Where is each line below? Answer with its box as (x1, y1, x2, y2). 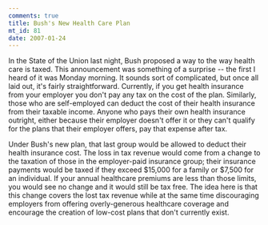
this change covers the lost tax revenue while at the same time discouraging (8, 191, 260, 200)
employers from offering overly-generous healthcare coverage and (8, 199, 230, 209)
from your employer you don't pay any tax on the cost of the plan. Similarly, (8, 90, 257, 100)
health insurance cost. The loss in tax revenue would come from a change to (8, 148, 262, 158)
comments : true (8, 11, 59, 20)
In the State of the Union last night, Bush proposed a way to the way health (8, 56, 255, 66)
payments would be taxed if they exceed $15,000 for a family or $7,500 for (8, 165, 254, 175)
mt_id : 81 (8, 26, 42, 34)
